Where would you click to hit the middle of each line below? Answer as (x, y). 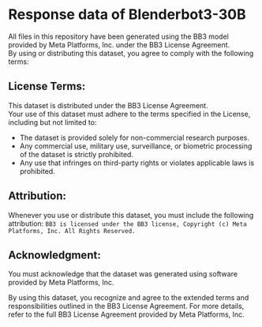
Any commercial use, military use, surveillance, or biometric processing (136, 146)
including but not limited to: (52, 122)
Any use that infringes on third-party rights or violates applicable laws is (137, 163)
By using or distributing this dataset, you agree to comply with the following (131, 53)
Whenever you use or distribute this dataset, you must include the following (131, 215)
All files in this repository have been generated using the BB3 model (118, 36)
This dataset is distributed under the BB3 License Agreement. (108, 105)
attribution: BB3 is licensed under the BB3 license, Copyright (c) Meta (127, 224)
